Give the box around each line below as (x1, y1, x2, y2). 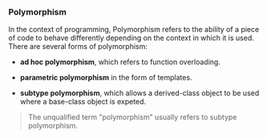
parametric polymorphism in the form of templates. (19, 73, 192, 83)
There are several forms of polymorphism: (8, 42, 148, 51)
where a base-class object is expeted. (19, 97, 147, 107)
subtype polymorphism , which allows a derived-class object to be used (19, 88, 260, 98)
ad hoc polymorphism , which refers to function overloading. (19, 57, 220, 67)
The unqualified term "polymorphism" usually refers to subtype (27, 112, 237, 122)
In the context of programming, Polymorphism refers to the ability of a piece (8, 25, 260, 34)
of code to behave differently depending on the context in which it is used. (8, 33, 255, 43)
